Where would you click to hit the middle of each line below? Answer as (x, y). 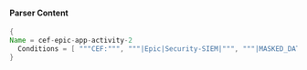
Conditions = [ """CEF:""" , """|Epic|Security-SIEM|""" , (128, 49)
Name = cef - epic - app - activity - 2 (71, 41)
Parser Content (39, 13)
